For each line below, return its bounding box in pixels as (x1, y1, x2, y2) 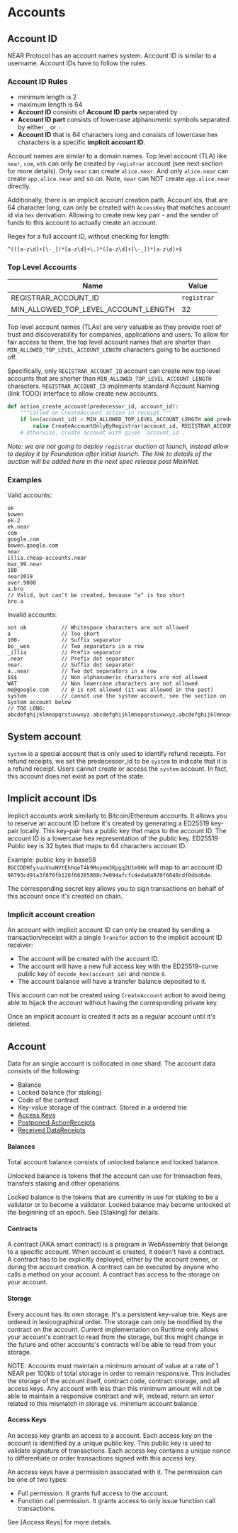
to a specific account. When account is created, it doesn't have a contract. (7, 1247, 225, 1256)
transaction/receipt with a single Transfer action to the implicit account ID (7, 933, 222, 942)
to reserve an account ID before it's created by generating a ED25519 (7, 818, 210, 828)
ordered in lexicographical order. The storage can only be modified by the (7, 1317, 223, 1326)
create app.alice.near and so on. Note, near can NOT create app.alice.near (7, 175, 231, 183)
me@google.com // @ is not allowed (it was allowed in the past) (7, 686, 214, 693)
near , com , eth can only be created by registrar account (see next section (7, 159, 223, 168)
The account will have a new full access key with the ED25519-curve (17, 962, 218, 970)
